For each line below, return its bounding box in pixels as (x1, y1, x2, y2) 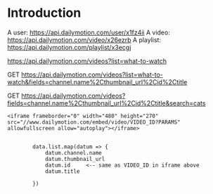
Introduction (7, 5, 82, 21)
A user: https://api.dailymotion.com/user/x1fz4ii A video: (7, 28, 170, 37)
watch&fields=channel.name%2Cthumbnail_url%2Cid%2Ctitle (7, 77, 188, 86)
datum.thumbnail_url (44, 155, 105, 162)
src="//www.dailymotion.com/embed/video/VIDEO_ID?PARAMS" (7, 118, 181, 126)
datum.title (44, 167, 80, 175)
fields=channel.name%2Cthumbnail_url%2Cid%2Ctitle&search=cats (7, 98, 206, 107)
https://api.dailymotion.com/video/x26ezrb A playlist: (7, 35, 162, 44)
